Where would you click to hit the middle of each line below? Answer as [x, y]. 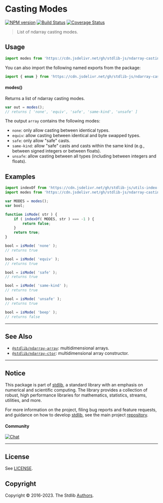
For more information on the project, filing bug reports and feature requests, [81, 410]
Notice [15, 373]
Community [17, 426]
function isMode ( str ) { [31, 214]
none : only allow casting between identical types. [61, 130]
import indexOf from [26, 188]
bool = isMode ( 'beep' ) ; [31, 312]
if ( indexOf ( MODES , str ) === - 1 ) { [54, 219]
